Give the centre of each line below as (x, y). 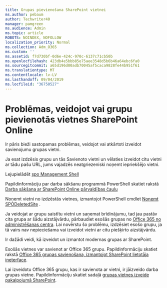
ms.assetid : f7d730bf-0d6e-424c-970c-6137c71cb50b (59, 56)
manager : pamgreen (24, 24)
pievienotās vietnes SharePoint (71, 119)
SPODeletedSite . (23, 204)
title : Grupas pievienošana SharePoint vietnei (56, 10)
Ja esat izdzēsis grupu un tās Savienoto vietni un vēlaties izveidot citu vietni (83, 159)
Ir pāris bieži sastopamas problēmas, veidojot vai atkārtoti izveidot (73, 144)
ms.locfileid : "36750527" (32, 84)
